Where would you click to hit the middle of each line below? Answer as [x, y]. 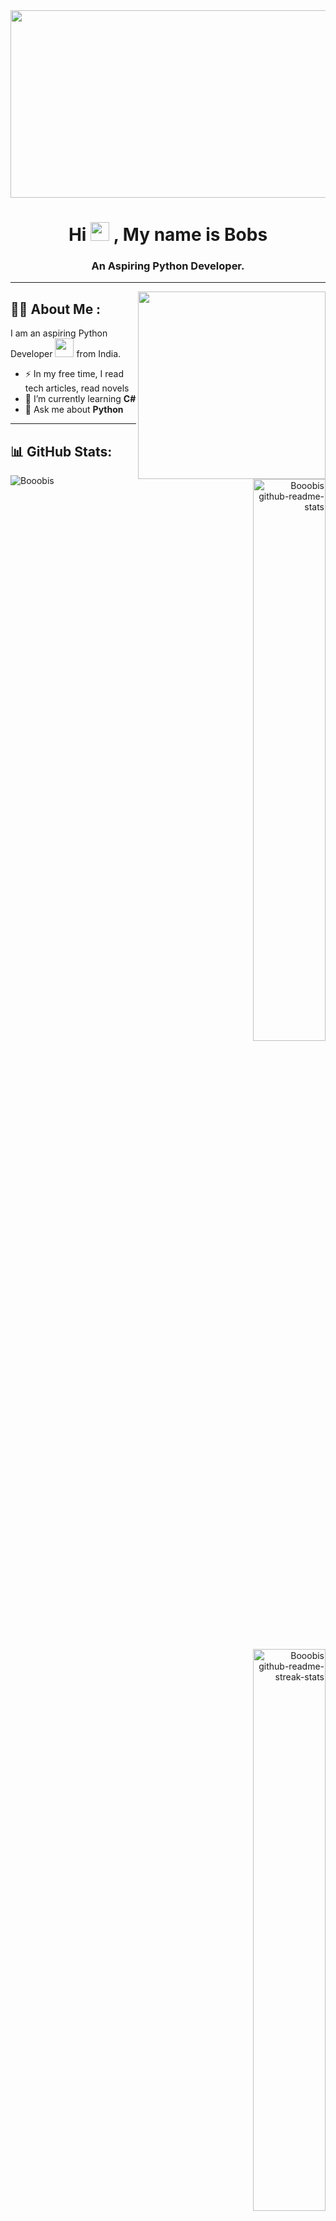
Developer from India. [66, 354]
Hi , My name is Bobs [168, 235]
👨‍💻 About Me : [56, 309]
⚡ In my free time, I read [74, 374]
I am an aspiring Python [59, 333]
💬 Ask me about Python [74, 410]
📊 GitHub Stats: [61, 451]
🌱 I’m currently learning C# [80, 399]
